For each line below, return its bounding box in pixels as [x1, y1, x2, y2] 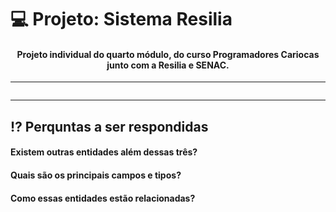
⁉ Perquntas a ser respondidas [10, 118, 209, 135]
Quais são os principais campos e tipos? [10, 169, 182, 181]
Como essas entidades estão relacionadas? [10, 192, 196, 204]
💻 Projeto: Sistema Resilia [10, 8, 233, 31]
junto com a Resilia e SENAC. [106, 59, 230, 71]
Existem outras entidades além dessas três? [10, 146, 198, 158]
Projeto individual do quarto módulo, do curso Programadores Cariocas [16, 48, 320, 60]
